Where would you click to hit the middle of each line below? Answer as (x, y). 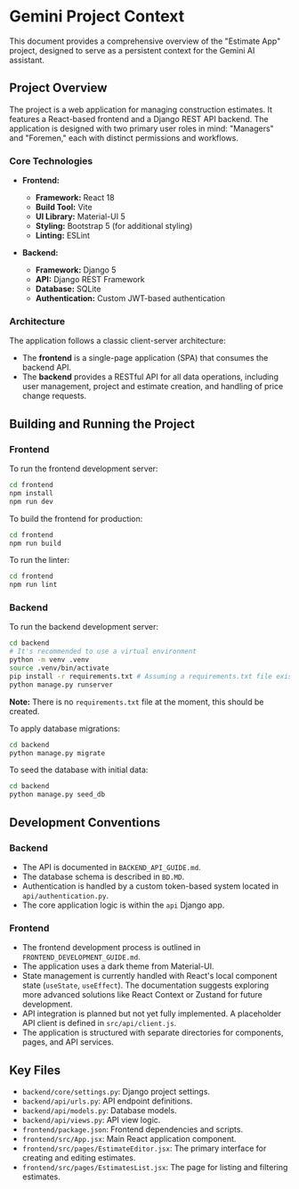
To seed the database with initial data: (79, 770)
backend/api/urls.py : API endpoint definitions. (107, 1101)
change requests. (54, 396)
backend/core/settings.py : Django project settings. (116, 1091)
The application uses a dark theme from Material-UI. (118, 966)
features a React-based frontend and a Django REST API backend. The (139, 118)
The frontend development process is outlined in (111, 948)
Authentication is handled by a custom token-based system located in (150, 886)
